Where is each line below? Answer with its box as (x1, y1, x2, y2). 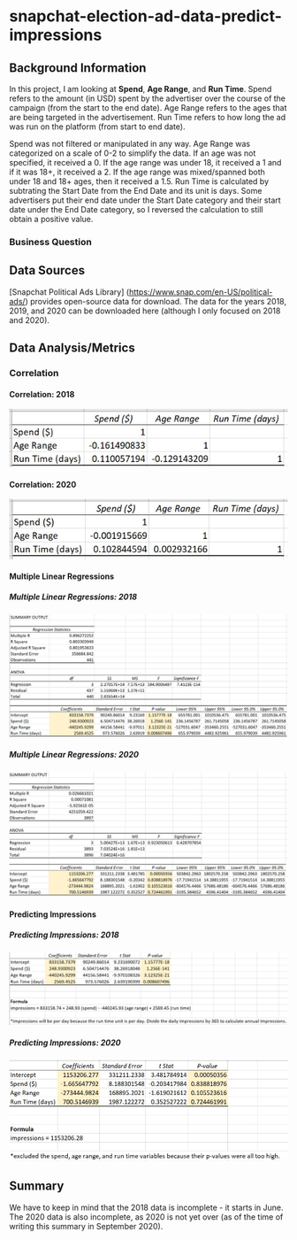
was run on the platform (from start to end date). (9, 121, 186, 132)
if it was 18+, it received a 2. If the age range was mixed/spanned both (9, 166, 265, 177)
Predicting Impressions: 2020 (9, 1037, 121, 1048)
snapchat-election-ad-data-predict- (9, 6, 283, 27)
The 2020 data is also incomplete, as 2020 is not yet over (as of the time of (9, 1211, 284, 1222)
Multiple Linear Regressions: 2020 (9, 749, 140, 759)
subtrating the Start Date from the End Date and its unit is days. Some (9, 186, 263, 196)
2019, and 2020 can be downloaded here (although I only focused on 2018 (9, 305, 281, 316)
